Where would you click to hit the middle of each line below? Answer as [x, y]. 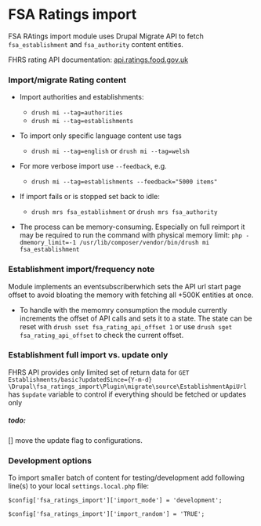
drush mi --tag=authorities [77, 113]
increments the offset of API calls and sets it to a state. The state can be [136, 318]
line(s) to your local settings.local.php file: [79, 486]
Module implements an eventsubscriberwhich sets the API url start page [125, 286]
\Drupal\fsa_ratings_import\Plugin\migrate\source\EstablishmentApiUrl [127, 386]
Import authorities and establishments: [82, 97]
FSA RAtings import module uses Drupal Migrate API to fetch [106, 36]
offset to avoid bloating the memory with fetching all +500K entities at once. [131, 295]
